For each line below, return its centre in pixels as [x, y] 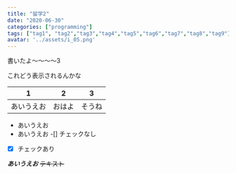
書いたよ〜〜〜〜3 [34, 61]
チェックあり [36, 149]
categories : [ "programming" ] [50, 27]
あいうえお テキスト [36, 164]
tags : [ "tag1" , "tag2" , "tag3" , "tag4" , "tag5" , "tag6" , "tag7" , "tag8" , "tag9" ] [119, 33]
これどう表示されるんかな [44, 76]
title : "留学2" [28, 14]
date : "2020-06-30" [36, 20]
